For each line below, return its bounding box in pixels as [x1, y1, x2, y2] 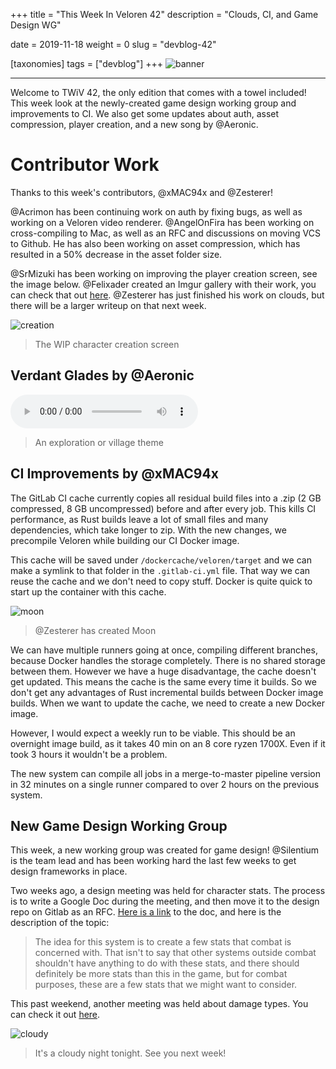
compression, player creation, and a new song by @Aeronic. [10, 119, 259, 130]
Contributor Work [10, 154, 160, 176]
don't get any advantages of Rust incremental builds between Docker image [10, 686, 324, 698]
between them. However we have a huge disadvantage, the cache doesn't [10, 665, 317, 677]
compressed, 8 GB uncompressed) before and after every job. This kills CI [10, 502, 317, 514]
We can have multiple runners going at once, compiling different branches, [10, 644, 318, 656]
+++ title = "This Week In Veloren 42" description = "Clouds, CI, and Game [10, 9, 319, 20]
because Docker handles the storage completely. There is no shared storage [10, 654, 326, 666]
